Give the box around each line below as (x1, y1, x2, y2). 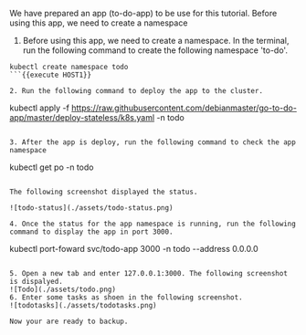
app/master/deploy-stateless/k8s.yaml (9, 112, 155, 122)
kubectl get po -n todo (9, 162, 94, 173)
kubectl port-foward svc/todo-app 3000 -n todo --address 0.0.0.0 (9, 244, 259, 254)
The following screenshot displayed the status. (9, 187, 198, 196)
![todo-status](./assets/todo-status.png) (9, 204, 174, 213)
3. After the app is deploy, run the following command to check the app (9, 138, 297, 147)
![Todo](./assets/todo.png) (9, 285, 117, 294)
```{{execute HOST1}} (9, 70, 92, 79)
